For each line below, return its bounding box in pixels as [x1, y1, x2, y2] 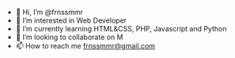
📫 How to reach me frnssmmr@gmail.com [15, 42, 156, 50]
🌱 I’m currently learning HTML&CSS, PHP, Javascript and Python [15, 24, 227, 33]
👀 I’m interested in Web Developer [15, 16, 127, 25]
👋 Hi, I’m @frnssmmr [15, 8, 84, 16]
